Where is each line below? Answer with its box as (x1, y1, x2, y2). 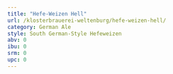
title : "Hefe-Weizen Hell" (7, 10, 87, 18)
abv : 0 (7, 37, 27, 44)
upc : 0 (7, 56, 27, 63)
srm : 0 (7, 50, 27, 57)
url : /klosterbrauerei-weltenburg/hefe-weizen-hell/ (7, 17, 167, 24)
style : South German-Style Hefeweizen (7, 30, 122, 37)
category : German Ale (7, 23, 72, 30)
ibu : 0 (7, 43, 27, 50)
